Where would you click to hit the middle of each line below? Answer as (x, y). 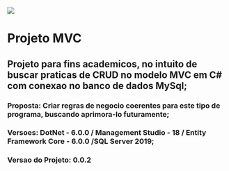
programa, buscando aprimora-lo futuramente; (88, 114)
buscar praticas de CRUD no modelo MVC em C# (115, 75)
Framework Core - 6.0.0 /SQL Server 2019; (81, 141)
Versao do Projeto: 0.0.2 (49, 160)
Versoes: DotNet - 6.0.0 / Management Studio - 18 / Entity (107, 133)
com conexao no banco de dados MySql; (97, 86)
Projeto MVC (45, 39)
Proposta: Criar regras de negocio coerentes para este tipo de (114, 106)
